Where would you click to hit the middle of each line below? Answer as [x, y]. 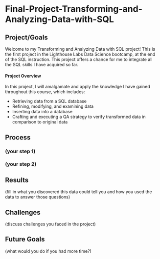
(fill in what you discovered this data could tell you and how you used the [79, 192]
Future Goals [25, 239]
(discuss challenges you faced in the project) [51, 224]
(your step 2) [21, 164]
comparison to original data [40, 122]
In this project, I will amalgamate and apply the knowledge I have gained [78, 87]
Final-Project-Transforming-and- [74, 9]
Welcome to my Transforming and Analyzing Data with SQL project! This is [80, 49]
